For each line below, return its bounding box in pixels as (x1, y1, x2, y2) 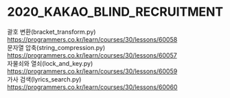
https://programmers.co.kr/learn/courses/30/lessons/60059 (7, 66, 178, 75)
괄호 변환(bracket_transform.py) (7, 27, 96, 36)
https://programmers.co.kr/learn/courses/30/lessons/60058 (7, 35, 178, 43)
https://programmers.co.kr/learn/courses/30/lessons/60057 (7, 51, 177, 59)
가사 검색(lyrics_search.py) (7, 75, 82, 83)
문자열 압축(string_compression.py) (7, 43, 106, 51)
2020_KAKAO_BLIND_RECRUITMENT (7, 4, 224, 20)
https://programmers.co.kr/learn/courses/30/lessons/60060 (7, 83, 178, 91)
